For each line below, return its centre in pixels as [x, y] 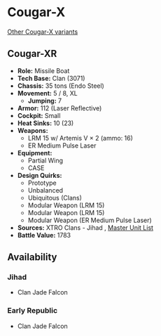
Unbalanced [45, 190]
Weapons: [33, 130]
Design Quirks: [40, 175]
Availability [32, 257]
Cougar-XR [32, 54]
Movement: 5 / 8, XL [48, 93]
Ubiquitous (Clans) [55, 198]
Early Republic [33, 311]
